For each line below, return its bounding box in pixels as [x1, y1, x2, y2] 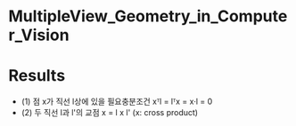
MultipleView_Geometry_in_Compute [8, 6, 288, 27]
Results [8, 66, 66, 86]
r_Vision [8, 25, 70, 45]
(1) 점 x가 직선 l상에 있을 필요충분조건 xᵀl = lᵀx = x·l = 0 [21, 96, 213, 107]
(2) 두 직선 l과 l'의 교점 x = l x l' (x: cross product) [21, 107, 198, 118]
